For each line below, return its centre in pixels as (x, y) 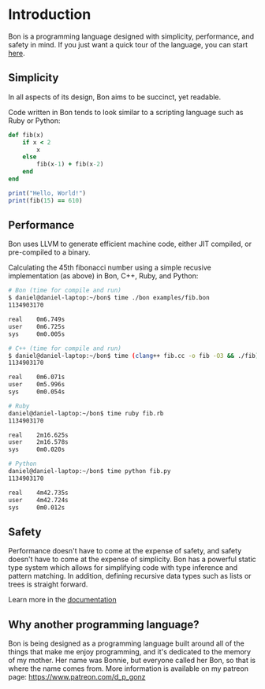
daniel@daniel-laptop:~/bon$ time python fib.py (90, 471)
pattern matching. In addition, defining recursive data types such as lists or (130, 576)
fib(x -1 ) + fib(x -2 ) (70, 164)
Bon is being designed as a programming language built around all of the (126, 643)
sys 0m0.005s (37, 334)
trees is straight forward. (48, 584)
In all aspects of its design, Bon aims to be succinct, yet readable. (115, 97)
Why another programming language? (104, 624)
